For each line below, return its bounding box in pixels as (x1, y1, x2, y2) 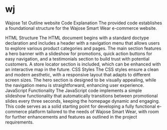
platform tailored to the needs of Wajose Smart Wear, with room (28, 108, 159, 115)
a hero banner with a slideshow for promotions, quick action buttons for (5, 51, 153, 57)
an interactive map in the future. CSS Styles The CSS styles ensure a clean (5, 66, 159, 72)
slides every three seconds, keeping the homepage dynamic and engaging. (5, 98, 160, 104)
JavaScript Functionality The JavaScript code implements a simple (5, 87, 142, 93)
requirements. (5, 119, 34, 125)
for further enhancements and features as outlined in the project (5, 114, 137, 120)
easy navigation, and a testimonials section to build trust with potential (5, 56, 150, 62)
